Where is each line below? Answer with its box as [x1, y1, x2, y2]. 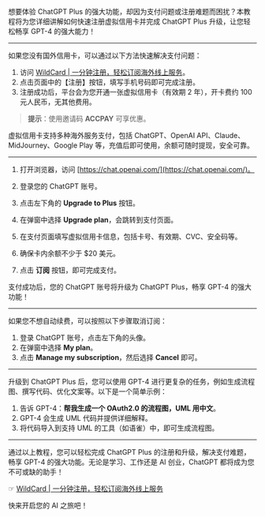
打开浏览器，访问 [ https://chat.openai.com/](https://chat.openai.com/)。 [19, 165, 255, 174]
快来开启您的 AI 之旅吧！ [8, 500, 88, 510]
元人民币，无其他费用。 [19, 97, 96, 107]
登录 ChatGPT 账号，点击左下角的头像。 [19, 333, 151, 342]
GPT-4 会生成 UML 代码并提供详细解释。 [19, 414, 152, 422]
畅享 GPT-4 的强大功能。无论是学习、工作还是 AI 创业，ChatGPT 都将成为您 [8, 457, 255, 466]
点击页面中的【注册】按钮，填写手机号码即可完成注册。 [19, 77, 200, 87]
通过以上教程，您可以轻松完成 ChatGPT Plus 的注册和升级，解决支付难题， [8, 448, 251, 456]
